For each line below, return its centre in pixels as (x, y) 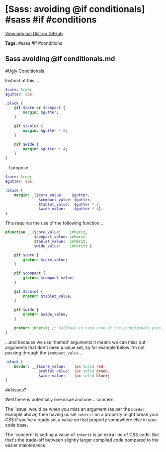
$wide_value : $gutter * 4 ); (71, 209)
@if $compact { (30, 273)
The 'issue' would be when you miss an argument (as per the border (75, 409)
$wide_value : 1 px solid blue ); (74, 376)
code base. (17, 425)
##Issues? (16, 390)
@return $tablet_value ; (47, 296)
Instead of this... (22, 80)
